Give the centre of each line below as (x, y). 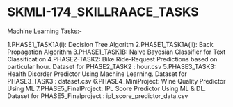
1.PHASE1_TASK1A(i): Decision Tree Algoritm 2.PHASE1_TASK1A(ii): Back (110, 44)
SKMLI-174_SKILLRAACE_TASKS (103, 12)
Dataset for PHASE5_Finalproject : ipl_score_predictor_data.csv (98, 96)
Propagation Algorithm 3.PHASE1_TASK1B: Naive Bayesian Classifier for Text (116, 52)
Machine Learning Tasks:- (45, 31)
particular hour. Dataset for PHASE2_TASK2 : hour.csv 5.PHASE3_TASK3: (112, 66)
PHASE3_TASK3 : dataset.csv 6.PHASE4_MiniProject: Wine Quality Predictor (116, 81)
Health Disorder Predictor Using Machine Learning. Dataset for (97, 74)
